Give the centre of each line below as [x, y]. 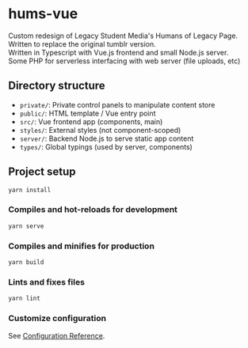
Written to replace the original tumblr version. [82, 43]
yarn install [30, 190]
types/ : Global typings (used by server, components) [106, 146]
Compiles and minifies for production [81, 246]
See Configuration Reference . [57, 335]
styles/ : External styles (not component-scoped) [100, 130]
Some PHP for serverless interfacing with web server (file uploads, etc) [124, 61]
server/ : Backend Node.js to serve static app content [107, 138]
